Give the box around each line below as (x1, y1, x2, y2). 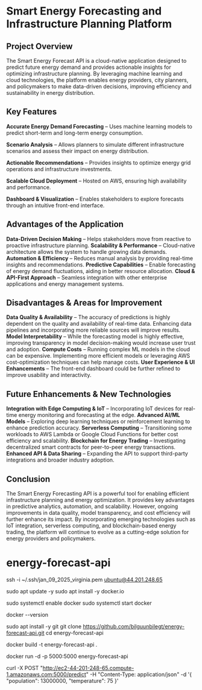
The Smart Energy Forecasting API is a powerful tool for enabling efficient (6, 490, 189, 497)
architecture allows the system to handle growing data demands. (6, 248, 167, 255)
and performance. (6, 183, 51, 191)
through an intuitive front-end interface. (6, 201, 105, 209)
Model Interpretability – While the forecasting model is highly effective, (6, 333, 185, 340)
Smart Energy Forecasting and (6, 4, 162, 18)
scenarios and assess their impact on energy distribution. (6, 147, 149, 155)
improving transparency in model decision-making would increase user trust (6, 340, 196, 347)
